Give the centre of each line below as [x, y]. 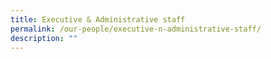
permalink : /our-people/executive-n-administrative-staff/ [136, 29]
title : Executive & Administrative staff [98, 19]
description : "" [44, 38]
